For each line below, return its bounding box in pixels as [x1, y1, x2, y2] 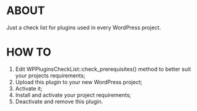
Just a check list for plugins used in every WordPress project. [6, 24, 161, 31]
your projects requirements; [15, 71, 86, 79]
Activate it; [15, 85, 43, 92]
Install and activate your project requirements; [15, 91, 132, 98]
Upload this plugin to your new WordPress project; [15, 78, 143, 85]
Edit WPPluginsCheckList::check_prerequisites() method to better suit [15, 65, 191, 73]
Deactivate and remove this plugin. [15, 98, 103, 105]
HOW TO [6, 45, 51, 59]
